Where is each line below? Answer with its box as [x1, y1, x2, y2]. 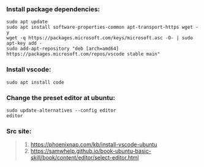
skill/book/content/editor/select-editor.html [30, 154, 139, 161]
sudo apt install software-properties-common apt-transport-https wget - [6, 24, 199, 31]
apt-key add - [6, 41, 43, 47]
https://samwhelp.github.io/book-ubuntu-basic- [30, 147, 151, 155]
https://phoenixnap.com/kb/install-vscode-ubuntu [30, 141, 157, 149]
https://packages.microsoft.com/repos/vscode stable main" [6, 51, 161, 57]
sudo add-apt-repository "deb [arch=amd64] [6, 45, 119, 52]
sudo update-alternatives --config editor [6, 107, 116, 114]
